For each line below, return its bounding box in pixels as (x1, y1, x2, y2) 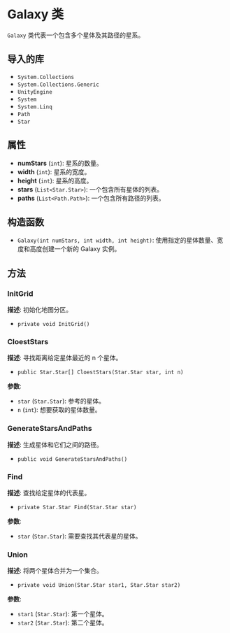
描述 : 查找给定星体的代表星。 (7, 488, 91, 497)
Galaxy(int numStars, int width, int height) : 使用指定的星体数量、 (17, 236, 217, 245)
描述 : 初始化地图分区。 (7, 306, 72, 314)
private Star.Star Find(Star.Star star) (17, 504, 137, 511)
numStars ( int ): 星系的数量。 (17, 159, 103, 167)
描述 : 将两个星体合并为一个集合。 (7, 567, 103, 575)
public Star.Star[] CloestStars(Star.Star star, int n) (17, 369, 184, 376)
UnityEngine (17, 88, 52, 95)
